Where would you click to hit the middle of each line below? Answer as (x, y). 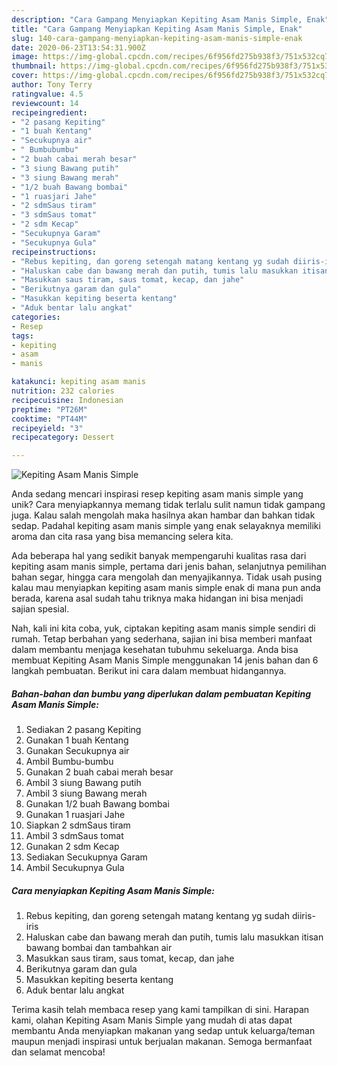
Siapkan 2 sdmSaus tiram (78, 825)
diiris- (303, 916)
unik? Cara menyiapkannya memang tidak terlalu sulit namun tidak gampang (168, 505)
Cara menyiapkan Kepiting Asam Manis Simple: (113, 890)
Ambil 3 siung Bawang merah (86, 793)
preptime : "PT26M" (49, 409)
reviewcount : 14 (45, 103)
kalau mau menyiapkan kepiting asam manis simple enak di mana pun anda (166, 588)
